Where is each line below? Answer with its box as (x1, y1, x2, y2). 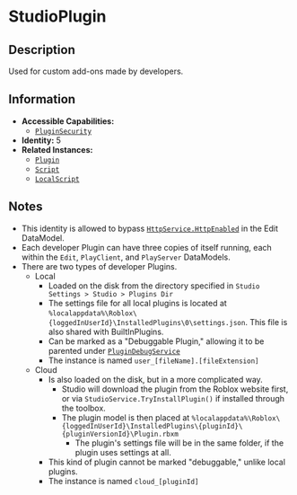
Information (8, 92, 76, 107)
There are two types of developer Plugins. (21, 261, 178, 271)
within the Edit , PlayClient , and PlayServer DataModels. (21, 252, 231, 262)
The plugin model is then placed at (61, 411, 190, 423)
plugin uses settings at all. (74, 446, 171, 457)
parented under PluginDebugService (48, 345, 180, 356)
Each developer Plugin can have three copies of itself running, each (21, 242, 273, 252)
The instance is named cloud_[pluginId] (48, 475, 199, 486)
